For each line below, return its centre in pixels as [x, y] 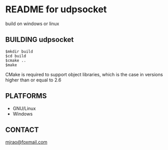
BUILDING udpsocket [40, 40]
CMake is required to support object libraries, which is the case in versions [84, 74]
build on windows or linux [32, 24]
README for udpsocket [56, 9]
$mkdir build [19, 51]
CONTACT [22, 130]
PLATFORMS [26, 96]
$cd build [16, 56]
